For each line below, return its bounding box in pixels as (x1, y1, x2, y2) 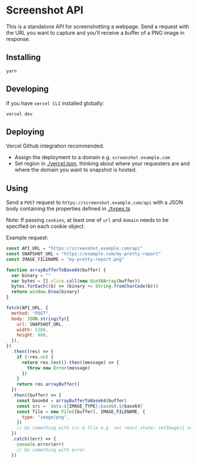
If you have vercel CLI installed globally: (6, 99, 104, 106)
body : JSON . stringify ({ (11, 315, 69, 322)
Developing (6, 84, 49, 94)
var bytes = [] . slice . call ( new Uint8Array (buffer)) (11, 278, 141, 284)
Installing (6, 52, 41, 62)
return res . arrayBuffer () (16, 381, 80, 388)
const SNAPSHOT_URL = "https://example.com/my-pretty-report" (6, 251, 161, 257)
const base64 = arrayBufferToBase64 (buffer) (16, 398, 127, 404)
